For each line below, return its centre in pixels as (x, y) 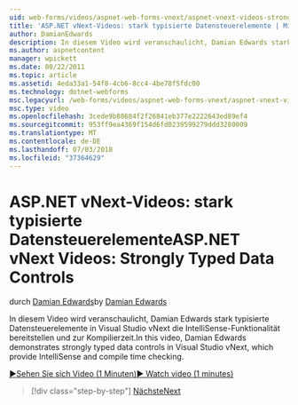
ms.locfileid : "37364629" (57, 158)
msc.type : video (39, 108)
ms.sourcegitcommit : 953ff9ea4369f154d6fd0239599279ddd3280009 (129, 125)
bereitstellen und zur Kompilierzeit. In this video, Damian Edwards (128, 337)
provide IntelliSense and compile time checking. (97, 357)
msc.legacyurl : (37, 100)
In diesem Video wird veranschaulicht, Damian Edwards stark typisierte (139, 319)
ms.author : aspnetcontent (57, 51)
